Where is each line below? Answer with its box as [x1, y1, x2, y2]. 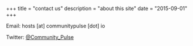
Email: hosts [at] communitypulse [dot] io [6, 23, 105, 29]
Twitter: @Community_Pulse [6, 34, 74, 40]
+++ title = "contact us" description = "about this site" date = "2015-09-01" [6, 5, 188, 12]
